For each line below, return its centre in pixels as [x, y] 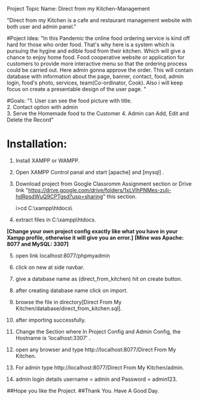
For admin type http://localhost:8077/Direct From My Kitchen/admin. [99, 367]
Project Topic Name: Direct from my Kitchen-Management [78, 9]
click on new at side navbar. [50, 267]
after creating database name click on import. [71, 290]
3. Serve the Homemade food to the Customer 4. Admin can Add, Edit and [98, 113]
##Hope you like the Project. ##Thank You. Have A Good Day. [83, 390]
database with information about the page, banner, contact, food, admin [95, 76]
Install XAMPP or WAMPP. [48, 160]
